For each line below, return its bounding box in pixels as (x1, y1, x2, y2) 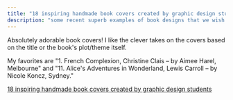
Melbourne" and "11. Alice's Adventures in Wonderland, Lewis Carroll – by (7, 64, 218, 72)
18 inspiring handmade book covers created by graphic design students (7, 85, 212, 93)
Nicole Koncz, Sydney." (7, 71, 74, 80)
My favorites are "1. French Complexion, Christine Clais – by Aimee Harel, (7, 56, 216, 65)
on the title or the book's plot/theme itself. (7, 43, 127, 51)
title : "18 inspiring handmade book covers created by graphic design (7, 10, 216, 17)
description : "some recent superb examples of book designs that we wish (7, 17, 225, 24)
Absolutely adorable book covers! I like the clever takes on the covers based (7, 35, 225, 44)
